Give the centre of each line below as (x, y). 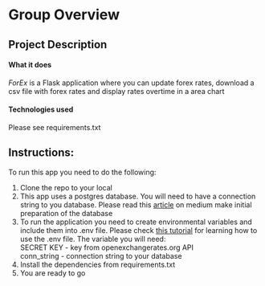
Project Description (58, 45)
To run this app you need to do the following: (82, 172)
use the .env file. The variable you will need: (93, 239)
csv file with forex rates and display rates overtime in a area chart (116, 91)
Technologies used (41, 109)
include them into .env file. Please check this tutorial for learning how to (139, 230)
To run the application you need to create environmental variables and (136, 222)
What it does (30, 65)
